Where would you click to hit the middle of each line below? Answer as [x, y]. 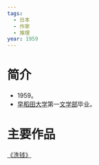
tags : [15, 13]
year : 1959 [23, 39]
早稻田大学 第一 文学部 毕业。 [56, 104]
